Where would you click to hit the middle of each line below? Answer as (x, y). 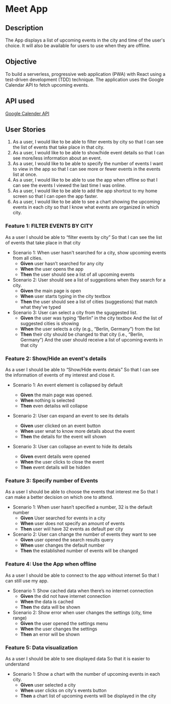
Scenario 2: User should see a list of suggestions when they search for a (89, 279)
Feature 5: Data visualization (42, 648)
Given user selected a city (48, 685)
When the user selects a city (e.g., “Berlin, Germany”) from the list (90, 329)
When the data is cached (47, 601)
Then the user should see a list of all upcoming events (77, 274)
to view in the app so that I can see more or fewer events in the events (87, 169)
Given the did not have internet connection (65, 596)
